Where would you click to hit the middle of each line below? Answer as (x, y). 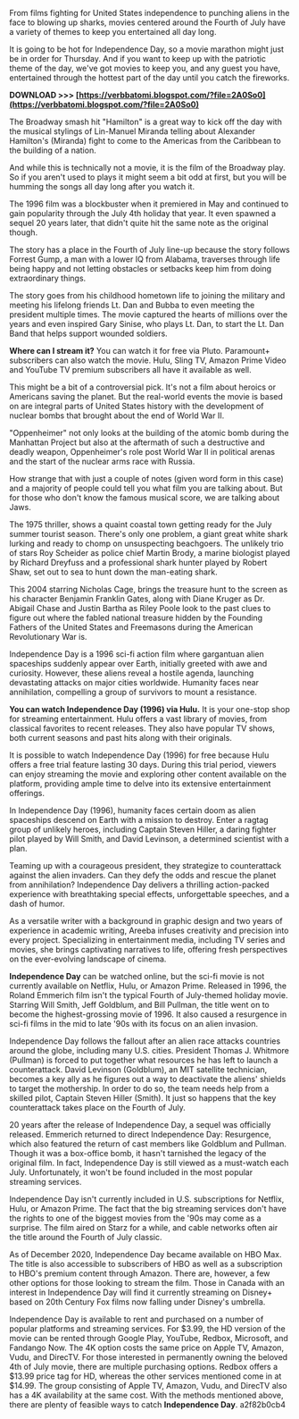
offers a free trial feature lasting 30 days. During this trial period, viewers (143, 764)
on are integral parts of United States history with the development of (137, 406)
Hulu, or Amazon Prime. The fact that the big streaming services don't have (148, 1209)
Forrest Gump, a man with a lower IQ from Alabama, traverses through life (145, 259)
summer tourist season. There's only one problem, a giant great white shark (149, 534)
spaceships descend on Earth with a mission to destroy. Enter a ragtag (139, 820)
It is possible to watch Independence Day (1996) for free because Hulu (139, 755)
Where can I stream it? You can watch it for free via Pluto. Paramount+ (140, 351)
